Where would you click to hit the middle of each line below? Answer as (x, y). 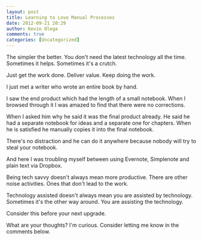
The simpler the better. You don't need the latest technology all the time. (96, 57)
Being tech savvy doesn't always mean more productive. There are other (97, 177)
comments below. (28, 232)
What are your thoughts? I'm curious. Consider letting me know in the (93, 225)
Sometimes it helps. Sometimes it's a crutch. (62, 63)
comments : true (25, 34)
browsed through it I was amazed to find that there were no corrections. (96, 105)
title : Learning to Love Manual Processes (60, 17)
